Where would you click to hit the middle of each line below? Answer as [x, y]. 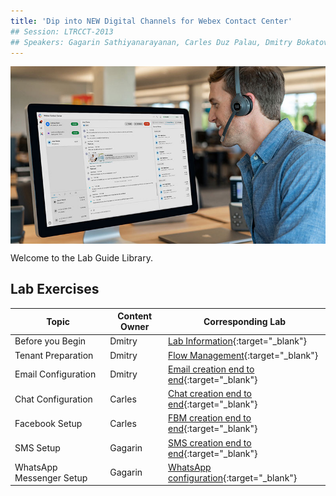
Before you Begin [50, 341]
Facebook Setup [48, 423]
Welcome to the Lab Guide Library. [81, 257]
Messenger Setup [51, 477]
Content [135, 316]
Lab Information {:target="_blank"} [238, 341]
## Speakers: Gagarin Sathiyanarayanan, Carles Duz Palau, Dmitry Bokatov [169, 42]
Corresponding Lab [245, 321]
